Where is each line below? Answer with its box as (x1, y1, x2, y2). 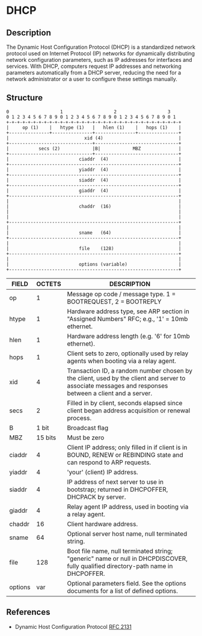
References (6, 607, 50, 617)
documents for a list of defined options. (67, 587, 179, 595)
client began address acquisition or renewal (67, 406, 191, 415)
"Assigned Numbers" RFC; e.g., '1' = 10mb (67, 314, 188, 323)
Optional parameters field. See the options (67, 579, 186, 587)
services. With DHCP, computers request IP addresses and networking (6, 63, 182, 70)
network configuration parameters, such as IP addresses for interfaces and (6, 57, 192, 63)
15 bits (36, 433, 57, 442)
